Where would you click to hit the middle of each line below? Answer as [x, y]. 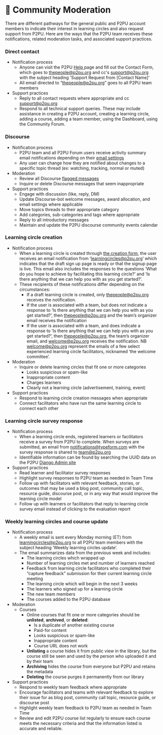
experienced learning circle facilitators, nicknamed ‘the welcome [91, 351]
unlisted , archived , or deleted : [57, 620]
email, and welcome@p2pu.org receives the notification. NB [87, 341]
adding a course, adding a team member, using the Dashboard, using [88, 119]
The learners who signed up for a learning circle [74, 589]
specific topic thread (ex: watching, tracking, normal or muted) [82, 168]
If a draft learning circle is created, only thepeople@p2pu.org [88, 294]
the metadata [40, 672]
